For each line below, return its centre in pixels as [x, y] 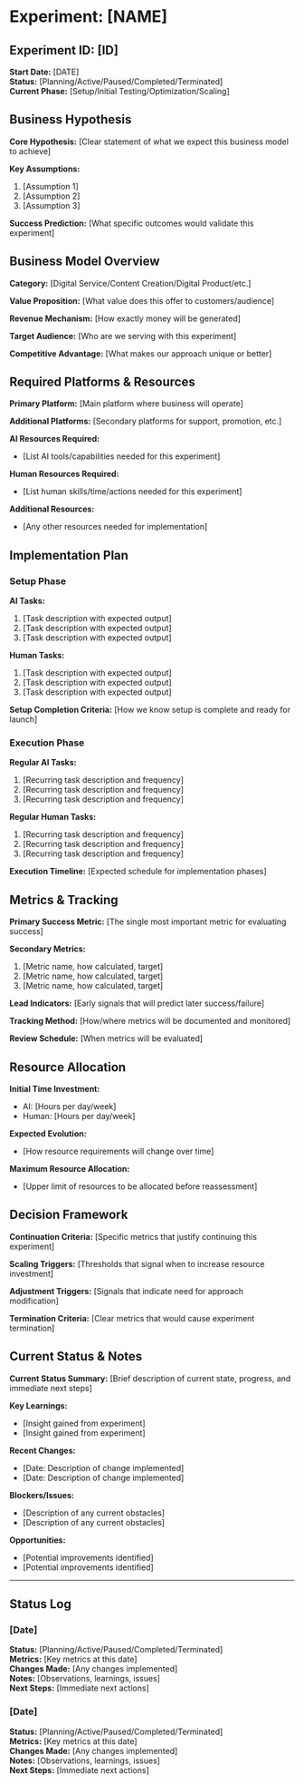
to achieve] [30, 151]
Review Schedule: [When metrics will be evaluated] [106, 1038]
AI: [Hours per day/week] [69, 1106]
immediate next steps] [51, 1388]
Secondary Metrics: [47, 949]
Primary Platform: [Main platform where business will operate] [127, 404]
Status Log [41, 1604]
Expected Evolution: [48, 1134]
